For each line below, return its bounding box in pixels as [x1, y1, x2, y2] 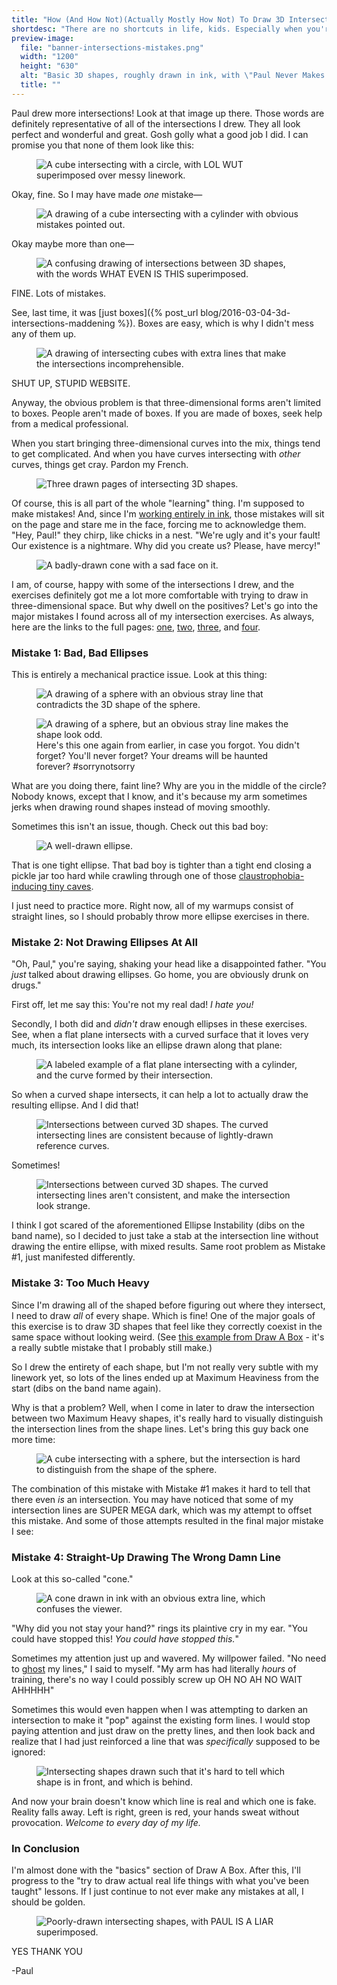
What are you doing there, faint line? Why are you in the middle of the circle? [11, 780, 327, 792]
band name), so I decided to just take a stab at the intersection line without [11, 1230, 319, 1242]
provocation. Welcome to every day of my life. [11, 1816, 201, 1828]
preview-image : [11, 33, 75, 43]
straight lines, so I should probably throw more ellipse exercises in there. [11, 911, 310, 923]
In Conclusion [11, 1841, 81, 1855]
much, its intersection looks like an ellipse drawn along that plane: [11, 1039, 283, 1051]
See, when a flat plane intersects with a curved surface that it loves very [11, 1029, 309, 1041]
